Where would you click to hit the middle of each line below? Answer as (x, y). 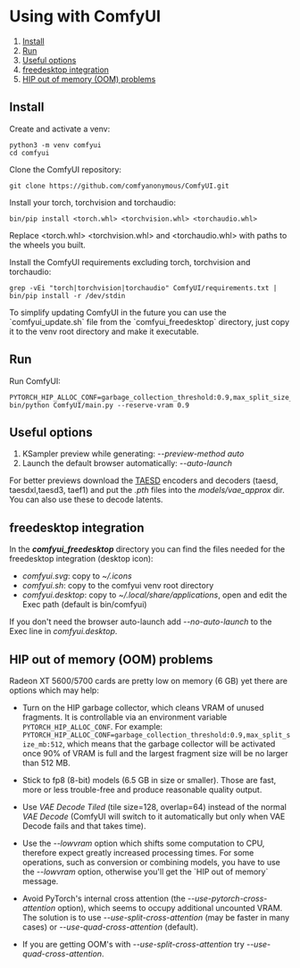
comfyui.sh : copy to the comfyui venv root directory (118, 586)
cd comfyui (29, 153)
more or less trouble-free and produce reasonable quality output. (142, 789)
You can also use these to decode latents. (86, 500)
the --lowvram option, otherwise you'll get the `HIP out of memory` (145, 872)
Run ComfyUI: (35, 380)
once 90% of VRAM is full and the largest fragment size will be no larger (155, 753)
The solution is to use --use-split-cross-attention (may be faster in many (156, 918)
